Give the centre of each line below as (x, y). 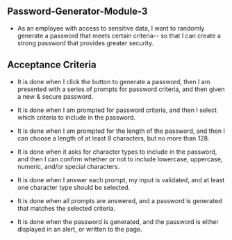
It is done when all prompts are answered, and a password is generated (119, 200)
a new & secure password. (55, 96)
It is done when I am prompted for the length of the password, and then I (121, 131)
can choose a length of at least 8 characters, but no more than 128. (113, 138)
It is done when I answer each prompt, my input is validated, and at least (121, 179)
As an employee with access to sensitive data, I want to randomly (111, 28)
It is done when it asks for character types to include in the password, (117, 152)
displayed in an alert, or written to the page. (80, 229)
